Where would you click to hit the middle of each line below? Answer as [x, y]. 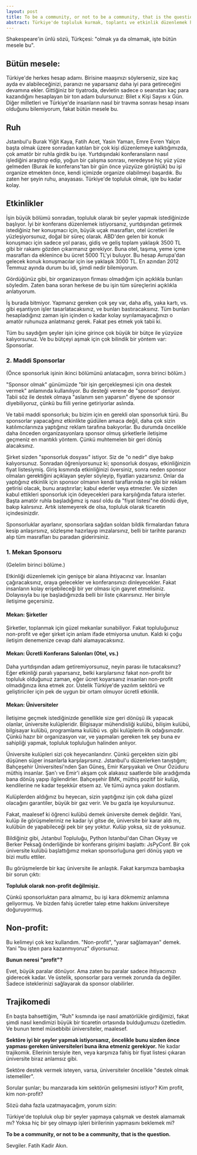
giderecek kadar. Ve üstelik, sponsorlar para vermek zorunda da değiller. [94, 977]
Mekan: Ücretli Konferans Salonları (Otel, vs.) [62, 654]
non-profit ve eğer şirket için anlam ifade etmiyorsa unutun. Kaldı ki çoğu [94, 634]
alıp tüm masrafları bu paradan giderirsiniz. [58, 537]
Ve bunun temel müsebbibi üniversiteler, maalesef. [67, 1028]
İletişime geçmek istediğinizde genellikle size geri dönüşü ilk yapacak [90, 718]
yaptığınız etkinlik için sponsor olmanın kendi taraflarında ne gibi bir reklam [96, 482]
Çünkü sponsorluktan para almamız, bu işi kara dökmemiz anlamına [88, 897]
